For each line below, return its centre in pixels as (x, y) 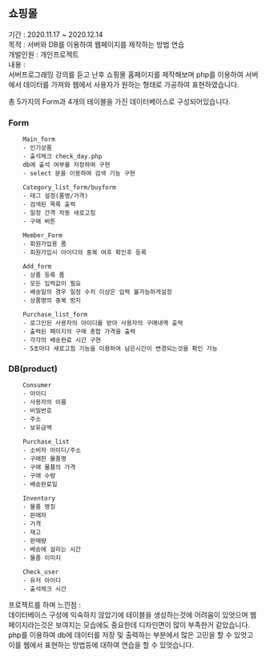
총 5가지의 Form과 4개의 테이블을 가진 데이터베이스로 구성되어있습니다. (119, 101)
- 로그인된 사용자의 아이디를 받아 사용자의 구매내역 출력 (103, 323)
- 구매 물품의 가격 (49, 468)
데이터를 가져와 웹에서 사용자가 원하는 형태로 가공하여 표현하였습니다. (131, 84)
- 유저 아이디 (42, 581)
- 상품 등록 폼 (44, 275)
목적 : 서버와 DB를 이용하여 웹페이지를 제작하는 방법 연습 (97, 44)
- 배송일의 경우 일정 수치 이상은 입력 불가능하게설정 (97, 292)
